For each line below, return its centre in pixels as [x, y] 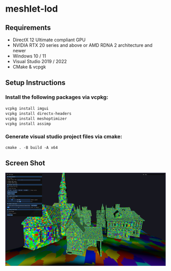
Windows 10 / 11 [29, 56]
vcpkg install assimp [28, 124]
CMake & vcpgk [29, 67]
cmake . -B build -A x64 [32, 147]
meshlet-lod [32, 9]
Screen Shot [25, 163]
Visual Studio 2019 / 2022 [40, 61]
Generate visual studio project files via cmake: [64, 136]
